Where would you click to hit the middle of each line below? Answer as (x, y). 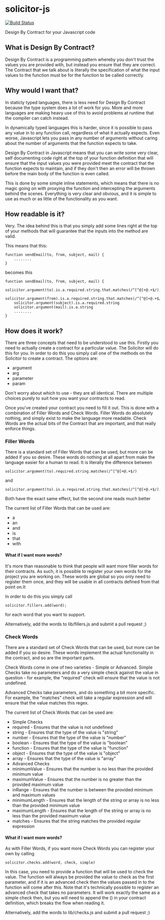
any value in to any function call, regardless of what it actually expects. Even (82, 133)
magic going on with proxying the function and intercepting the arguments (80, 188)
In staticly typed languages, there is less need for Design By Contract (75, 102)
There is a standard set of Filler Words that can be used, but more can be (79, 452)
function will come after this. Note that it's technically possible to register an (82, 888)
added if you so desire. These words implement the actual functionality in (79, 652)
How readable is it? (35, 214)
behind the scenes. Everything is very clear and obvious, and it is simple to (81, 193)
